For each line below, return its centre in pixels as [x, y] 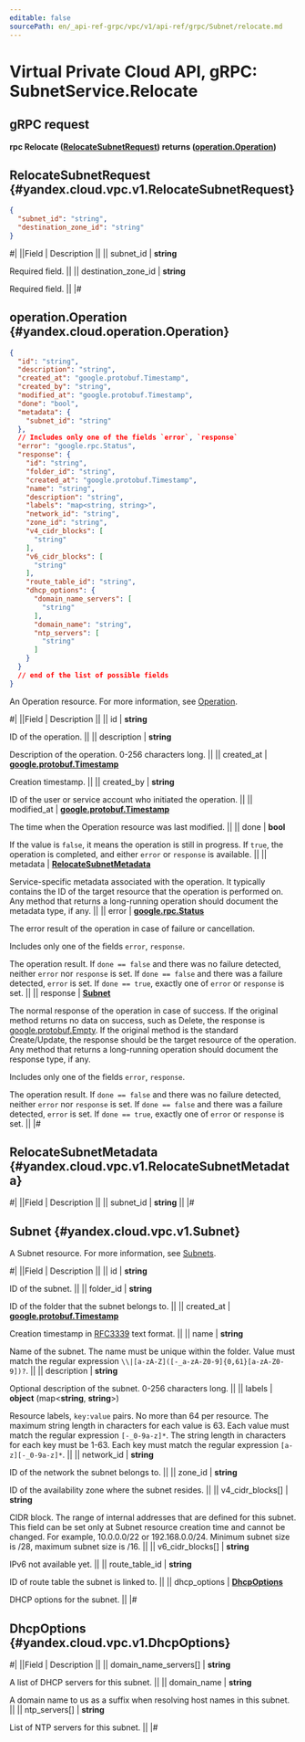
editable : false [40, 18]
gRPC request [49, 125]
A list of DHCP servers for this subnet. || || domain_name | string [131, 1683]
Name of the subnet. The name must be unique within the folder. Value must [152, 1351]
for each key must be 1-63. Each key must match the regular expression [144, 1445]
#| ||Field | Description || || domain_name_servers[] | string [120, 1665]
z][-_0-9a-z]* [36, 1456]
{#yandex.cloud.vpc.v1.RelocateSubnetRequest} [152, 189]
